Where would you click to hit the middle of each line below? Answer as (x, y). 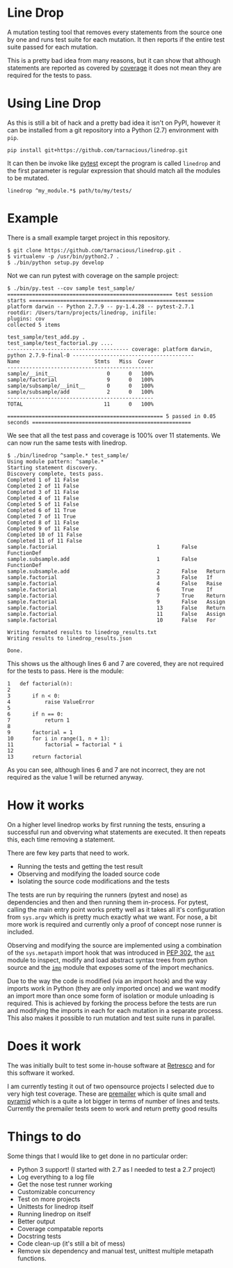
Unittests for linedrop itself (55, 1206)
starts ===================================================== (101, 300)
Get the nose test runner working (65, 1184)
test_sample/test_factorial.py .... (60, 343)
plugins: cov (26, 318)
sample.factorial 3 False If (110, 577)
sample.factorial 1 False (102, 547)
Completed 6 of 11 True (42, 510)
